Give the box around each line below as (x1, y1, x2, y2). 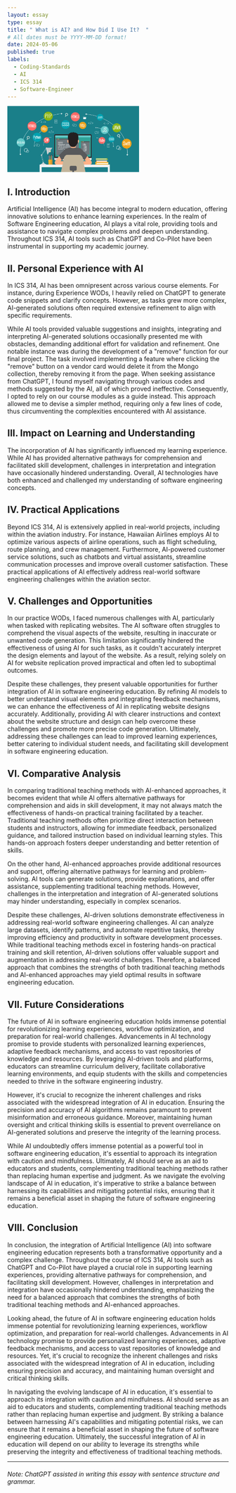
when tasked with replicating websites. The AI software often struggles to (7, 622, 221, 630)
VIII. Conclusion (7, 1222, 79, 1234)
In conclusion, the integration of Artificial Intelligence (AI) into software (7, 1240, 212, 1249)
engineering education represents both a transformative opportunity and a (7, 1248, 223, 1256)
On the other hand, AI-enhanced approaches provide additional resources (7, 859, 221, 869)
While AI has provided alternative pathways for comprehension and (7, 453, 202, 462)
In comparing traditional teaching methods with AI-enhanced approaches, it (7, 786, 227, 795)
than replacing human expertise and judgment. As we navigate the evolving (7, 1172, 225, 1180)
